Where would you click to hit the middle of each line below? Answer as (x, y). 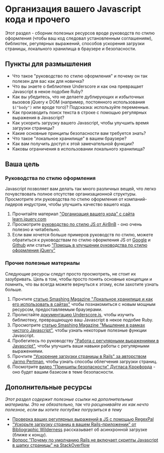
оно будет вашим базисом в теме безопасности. (63, 372)
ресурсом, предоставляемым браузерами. (57, 309)
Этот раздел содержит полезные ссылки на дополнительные (69, 399)
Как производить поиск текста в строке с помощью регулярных (79, 112)
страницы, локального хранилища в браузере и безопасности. (71, 49)
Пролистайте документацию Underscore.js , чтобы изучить (73, 314)
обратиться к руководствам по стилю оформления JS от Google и (81, 240)
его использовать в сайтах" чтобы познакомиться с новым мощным (84, 304)
